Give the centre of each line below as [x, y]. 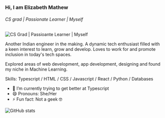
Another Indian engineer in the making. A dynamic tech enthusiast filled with [82, 44]
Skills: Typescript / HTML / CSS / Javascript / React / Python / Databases [79, 79]
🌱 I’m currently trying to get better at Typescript [61, 88]
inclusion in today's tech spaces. [38, 55]
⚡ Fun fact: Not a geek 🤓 [37, 99]
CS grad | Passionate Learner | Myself [44, 19]
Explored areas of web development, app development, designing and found [83, 64]
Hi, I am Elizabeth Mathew [37, 7]
